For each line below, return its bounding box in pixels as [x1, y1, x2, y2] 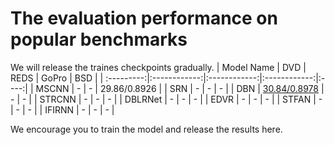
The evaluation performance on [10, 7, 278, 30]
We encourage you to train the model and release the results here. [10, 123, 283, 135]
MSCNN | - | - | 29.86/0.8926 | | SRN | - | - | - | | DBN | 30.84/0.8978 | [35, 82, 325, 94]
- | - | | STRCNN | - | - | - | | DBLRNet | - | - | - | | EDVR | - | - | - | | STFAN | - [10, 93, 323, 105]
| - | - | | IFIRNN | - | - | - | [10, 103, 115, 116]
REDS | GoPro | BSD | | [10, 72, 104, 84]
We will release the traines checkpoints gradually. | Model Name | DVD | [10, 61, 307, 73]
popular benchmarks [10, 28, 188, 51]
